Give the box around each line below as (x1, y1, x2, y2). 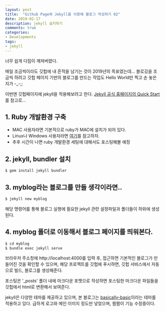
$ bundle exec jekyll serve (5, 246, 63, 251)
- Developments (5, 35, 36, 40)
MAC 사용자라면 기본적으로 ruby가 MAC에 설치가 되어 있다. (12, 127, 126, 133)
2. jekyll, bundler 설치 (5, 155, 71, 163)
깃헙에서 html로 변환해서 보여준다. (5, 284, 70, 290)
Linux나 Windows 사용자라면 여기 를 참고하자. (12, 133, 100, 139)
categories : (5, 30, 29, 35)
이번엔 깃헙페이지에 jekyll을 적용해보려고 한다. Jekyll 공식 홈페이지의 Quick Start (5, 91, 160, 97)
